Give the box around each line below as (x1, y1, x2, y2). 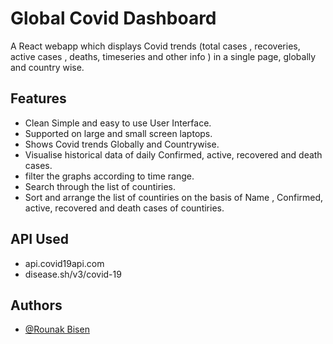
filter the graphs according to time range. (24, 170, 195, 182)
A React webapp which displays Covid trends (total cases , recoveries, (10, 40, 301, 52)
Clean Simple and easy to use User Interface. (24, 117, 212, 129)
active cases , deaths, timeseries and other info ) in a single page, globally (10, 50, 317, 62)
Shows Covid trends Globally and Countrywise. (24, 138, 220, 150)
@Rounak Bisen (24, 323, 90, 336)
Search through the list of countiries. (24, 180, 177, 192)
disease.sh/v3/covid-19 (24, 268, 122, 280)
